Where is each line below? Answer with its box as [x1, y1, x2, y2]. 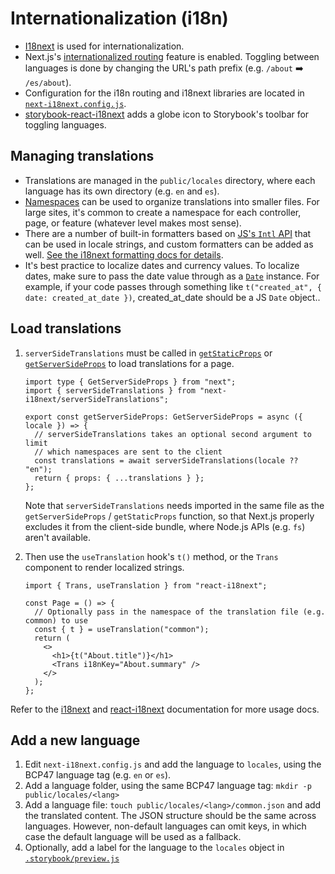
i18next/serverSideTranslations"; [24, 394, 169, 404]
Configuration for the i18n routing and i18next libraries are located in [24, 87, 305, 99]
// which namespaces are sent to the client [34, 447, 223, 457]
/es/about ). [24, 76, 72, 88]
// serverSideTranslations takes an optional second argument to [34, 429, 312, 439]
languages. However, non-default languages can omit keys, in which [24, 820, 307, 832]
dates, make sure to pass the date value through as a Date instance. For [24, 270, 320, 282]
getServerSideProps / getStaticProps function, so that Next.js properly [24, 510, 315, 522]
